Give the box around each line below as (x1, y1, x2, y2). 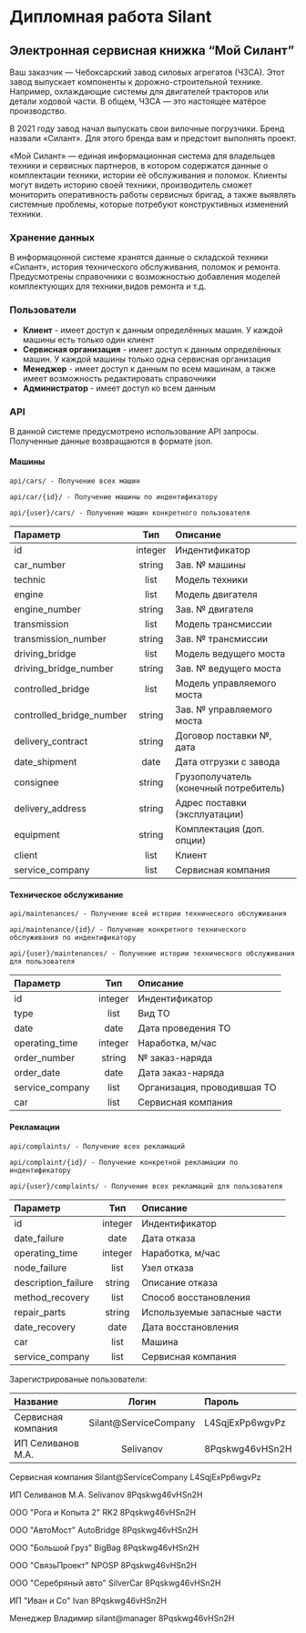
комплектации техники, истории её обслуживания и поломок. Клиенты (9, 170, 288, 180)
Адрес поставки (175, 797, 248, 810)
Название (14, 1395, 59, 1408)
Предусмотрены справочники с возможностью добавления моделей (9, 271, 280, 282)
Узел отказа (140, 1261, 194, 1274)
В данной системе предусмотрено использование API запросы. (9, 425, 260, 436)
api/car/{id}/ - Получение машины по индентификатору (9, 493, 219, 502)
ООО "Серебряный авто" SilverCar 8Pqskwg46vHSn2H (9, 1577, 221, 1588)
